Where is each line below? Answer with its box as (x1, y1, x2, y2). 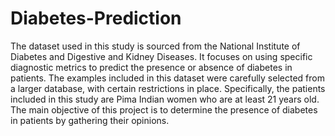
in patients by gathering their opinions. (10, 114, 170, 126)
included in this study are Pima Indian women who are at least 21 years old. (10, 93, 320, 105)
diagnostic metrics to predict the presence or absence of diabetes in (10, 61, 293, 73)
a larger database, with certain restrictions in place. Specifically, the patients (10, 82, 326, 94)
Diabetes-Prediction (10, 7, 182, 30)
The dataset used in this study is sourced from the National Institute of (10, 40, 301, 52)
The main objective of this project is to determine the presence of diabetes (10, 103, 318, 116)
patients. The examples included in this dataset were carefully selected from (10, 72, 325, 84)
